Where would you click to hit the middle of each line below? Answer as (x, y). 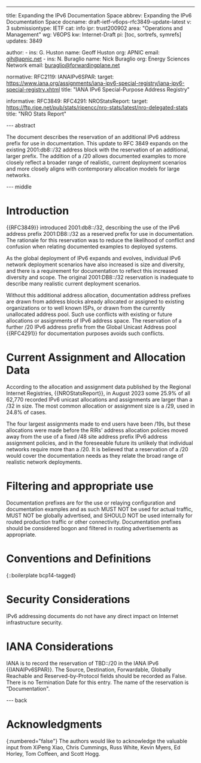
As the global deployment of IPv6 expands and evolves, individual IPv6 (94, 258)
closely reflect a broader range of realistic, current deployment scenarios (96, 162)
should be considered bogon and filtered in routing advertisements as (92, 528)
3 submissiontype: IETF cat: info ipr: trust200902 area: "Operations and (95, 28)
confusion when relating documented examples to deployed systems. (92, 247)
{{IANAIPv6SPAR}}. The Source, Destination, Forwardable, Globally (89, 669)
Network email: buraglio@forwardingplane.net (63, 65)
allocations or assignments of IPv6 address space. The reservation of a (94, 320)
